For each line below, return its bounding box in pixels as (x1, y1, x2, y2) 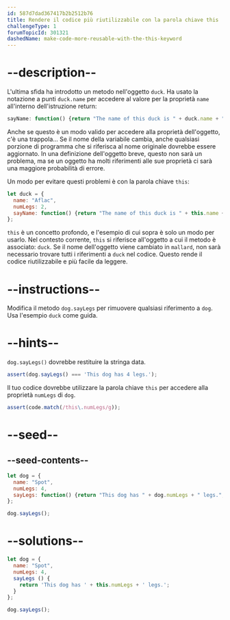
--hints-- (7, 335, 60, 351)
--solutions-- (7, 533, 84, 549)
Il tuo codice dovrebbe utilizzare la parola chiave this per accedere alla (7, 384, 209, 392)
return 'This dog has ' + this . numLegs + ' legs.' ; (19, 581, 170, 589)
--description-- (7, 65, 97, 81)
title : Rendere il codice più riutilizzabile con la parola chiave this (7, 16, 219, 23)
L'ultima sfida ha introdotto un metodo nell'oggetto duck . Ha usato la (7, 88, 199, 96)
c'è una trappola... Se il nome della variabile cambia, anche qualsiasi (7, 135, 200, 143)
